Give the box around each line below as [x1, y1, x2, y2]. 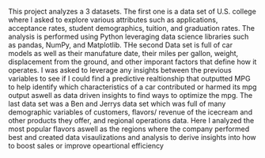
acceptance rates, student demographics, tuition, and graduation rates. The [8, 24, 256, 32]
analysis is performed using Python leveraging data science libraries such [8, 32, 249, 41]
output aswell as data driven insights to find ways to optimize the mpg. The [8, 91, 253, 100]
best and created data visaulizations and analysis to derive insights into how [8, 133, 257, 141]
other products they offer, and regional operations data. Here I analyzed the [8, 116, 255, 125]
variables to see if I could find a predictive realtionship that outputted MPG [8, 74, 251, 83]
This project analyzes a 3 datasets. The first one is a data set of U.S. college [8, 7, 257, 16]
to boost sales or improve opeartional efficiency [8, 141, 165, 150]
